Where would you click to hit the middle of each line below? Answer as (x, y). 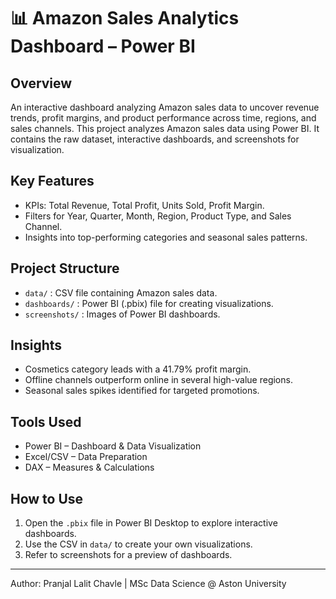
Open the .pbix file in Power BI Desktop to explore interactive (151, 523)
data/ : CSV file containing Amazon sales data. (121, 292)
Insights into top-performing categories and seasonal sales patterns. (166, 237)
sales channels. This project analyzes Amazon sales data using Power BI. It (165, 128)
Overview (41, 83)
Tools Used (46, 421)
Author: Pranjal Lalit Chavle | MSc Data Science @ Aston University (148, 584)
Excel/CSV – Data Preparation (86, 457)
